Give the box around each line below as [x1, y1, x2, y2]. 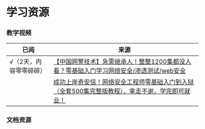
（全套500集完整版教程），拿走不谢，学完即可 [53, 87, 185, 96]
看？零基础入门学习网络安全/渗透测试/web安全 [53, 67, 186, 75]
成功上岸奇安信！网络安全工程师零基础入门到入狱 [53, 78, 194, 87]
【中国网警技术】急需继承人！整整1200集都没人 [53, 58, 192, 66]
